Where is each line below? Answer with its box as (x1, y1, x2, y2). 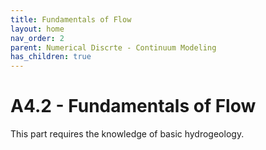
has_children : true (10, 52, 92, 62)
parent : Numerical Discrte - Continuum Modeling (10, 42, 217, 53)
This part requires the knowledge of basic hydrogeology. (10, 128, 245, 140)
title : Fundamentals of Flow (10, 14, 132, 25)
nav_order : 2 (10, 33, 65, 43)
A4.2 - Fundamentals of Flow (10, 95, 257, 118)
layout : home (10, 24, 65, 34)
